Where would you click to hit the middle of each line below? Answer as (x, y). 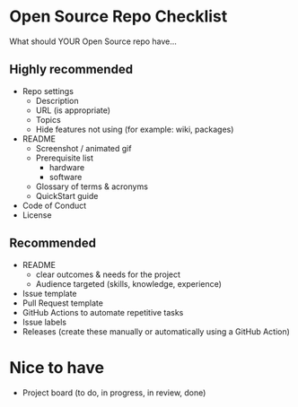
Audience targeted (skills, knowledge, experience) (129, 283)
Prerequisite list (65, 158)
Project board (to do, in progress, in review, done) (114, 393)
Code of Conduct (54, 205)
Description (57, 100)
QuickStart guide (67, 195)
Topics (48, 119)
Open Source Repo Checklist (118, 17)
